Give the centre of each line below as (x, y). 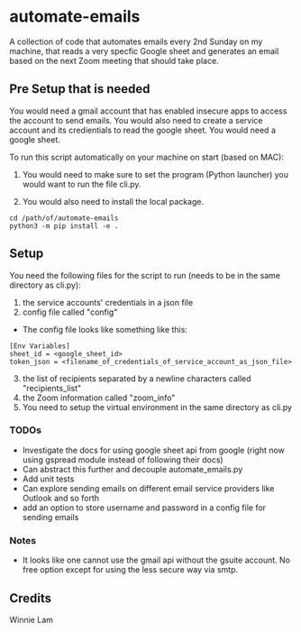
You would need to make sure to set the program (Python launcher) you (155, 174)
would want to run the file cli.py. (82, 184)
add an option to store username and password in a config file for (144, 508)
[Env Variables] (40, 346)
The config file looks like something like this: (105, 329)
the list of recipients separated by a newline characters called (137, 378)
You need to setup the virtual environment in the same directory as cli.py (157, 407)
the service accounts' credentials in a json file (108, 302)
